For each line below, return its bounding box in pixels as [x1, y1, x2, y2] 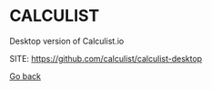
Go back [9, 70, 42, 82]
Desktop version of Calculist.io [9, 35, 125, 46]
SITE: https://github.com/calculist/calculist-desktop [9, 53, 203, 64]
